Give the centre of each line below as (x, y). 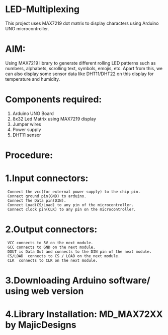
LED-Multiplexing (42, 9)
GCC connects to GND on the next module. (51, 247)
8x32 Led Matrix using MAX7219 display (54, 119)
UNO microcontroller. (27, 28)
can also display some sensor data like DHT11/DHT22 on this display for (79, 74)
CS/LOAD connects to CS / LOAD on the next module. (64, 256)
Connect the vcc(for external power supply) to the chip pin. (74, 192)
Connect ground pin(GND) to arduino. (47, 196)
